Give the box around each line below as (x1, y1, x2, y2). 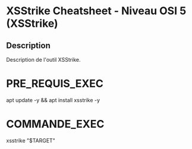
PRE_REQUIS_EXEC (6, 77, 104, 90)
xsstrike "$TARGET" (6, 137, 55, 144)
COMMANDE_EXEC (6, 118, 105, 131)
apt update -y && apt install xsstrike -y (6, 96, 100, 103)
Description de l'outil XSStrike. (6, 56, 81, 63)
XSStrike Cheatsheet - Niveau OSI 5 (6, 4, 187, 18)
